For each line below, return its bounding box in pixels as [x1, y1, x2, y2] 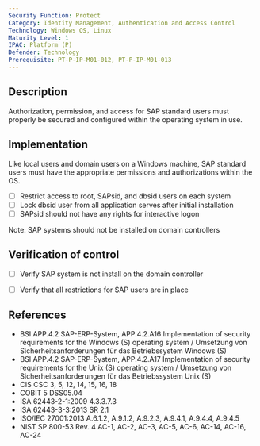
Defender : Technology [8, 48, 80, 56]
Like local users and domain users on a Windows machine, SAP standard [8, 159, 247, 168]
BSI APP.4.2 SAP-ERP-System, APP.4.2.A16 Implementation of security [19, 329, 251, 339]
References [8, 309, 67, 322]
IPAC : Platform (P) [8, 41, 73, 49]
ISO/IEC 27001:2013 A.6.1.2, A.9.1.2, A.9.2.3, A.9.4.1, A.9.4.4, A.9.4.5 [19, 413, 240, 423]
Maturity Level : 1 [8, 33, 69, 42]
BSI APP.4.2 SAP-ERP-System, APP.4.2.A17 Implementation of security [19, 355, 251, 364]
